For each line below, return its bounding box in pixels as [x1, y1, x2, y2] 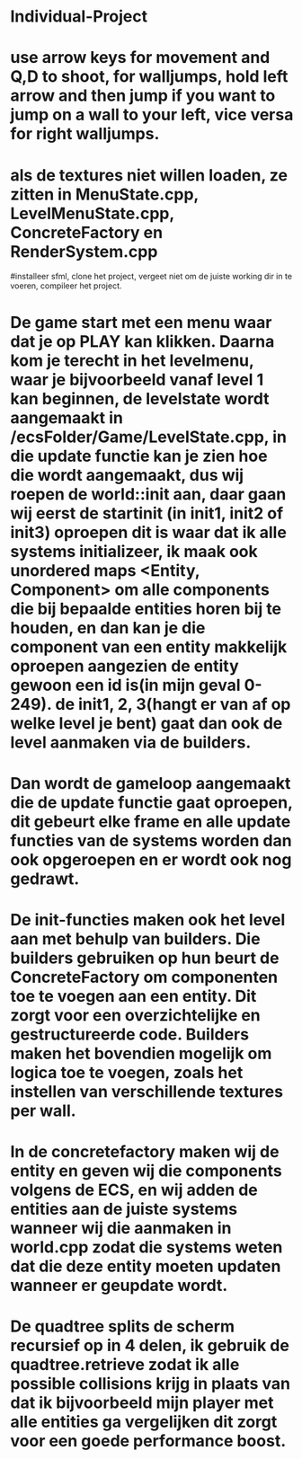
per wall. [10, 1101, 76, 1120]
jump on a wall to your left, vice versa [10, 105, 294, 125]
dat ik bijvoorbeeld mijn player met [10, 1393, 274, 1413]
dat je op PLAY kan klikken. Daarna [10, 331, 275, 351]
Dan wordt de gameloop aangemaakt [10, 773, 291, 793]
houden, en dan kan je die [10, 617, 206, 638]
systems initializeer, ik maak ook [10, 541, 259, 561]
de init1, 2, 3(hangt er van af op [54, 694, 291, 714]
